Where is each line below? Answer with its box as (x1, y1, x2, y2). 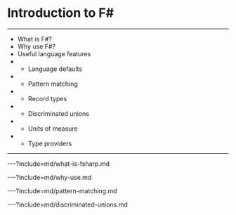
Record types (27, 94, 67, 103)
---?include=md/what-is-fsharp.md (7, 159, 110, 168)
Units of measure (27, 124, 79, 133)
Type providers (27, 139, 72, 148)
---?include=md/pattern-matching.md (7, 186, 117, 195)
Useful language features (17, 49, 91, 58)
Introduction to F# (7, 5, 114, 21)
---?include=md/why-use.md (7, 173, 92, 181)
